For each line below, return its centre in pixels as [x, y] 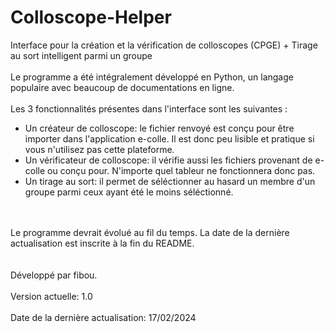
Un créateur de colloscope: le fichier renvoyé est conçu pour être [159, 128]
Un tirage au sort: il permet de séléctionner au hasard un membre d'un [170, 181]
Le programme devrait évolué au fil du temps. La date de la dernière [150, 232]
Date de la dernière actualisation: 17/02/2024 [103, 317]
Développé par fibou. [54, 275]
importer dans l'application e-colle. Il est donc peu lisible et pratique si [169, 138]
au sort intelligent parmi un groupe [81, 55]
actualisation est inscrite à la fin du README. [102, 243]
